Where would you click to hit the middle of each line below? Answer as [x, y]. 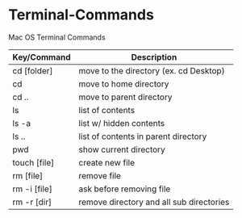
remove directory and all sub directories [154, 202]
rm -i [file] [32, 189]
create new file [107, 162]
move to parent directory [125, 97]
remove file [100, 175]
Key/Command [42, 57]
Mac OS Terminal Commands [57, 37]
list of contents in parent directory [143, 136]
